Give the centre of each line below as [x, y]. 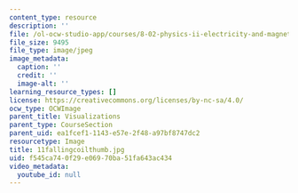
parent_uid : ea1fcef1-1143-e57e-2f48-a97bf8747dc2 [105, 133]
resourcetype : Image [47, 141]
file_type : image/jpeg [51, 51]
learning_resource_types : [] [63, 92]
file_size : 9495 [39, 42]
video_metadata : [39, 166]
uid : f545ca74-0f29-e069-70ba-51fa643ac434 [91, 158]
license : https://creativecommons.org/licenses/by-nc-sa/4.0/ [126, 100]
